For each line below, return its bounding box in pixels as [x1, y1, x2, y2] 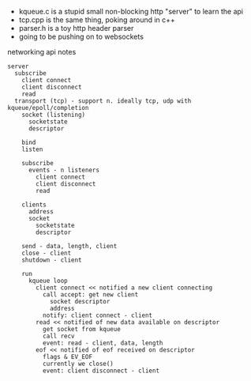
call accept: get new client [42, 291, 139, 299]
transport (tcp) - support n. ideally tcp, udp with [14, 97, 192, 105]
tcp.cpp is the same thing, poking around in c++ [18, 15, 175, 25]
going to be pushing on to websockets [18, 32, 144, 41]
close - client [21, 249, 72, 257]
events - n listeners [28, 166, 100, 174]
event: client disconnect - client [42, 367, 159, 375]
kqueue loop [28, 277, 68, 285]
